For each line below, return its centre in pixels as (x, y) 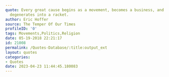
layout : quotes (21, 52)
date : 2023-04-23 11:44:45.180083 (42, 66)
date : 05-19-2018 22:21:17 (34, 38)
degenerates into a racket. (39, 15)
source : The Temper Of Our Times (40, 24)
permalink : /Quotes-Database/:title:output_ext (56, 48)
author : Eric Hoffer (27, 19)
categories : (18, 57)
